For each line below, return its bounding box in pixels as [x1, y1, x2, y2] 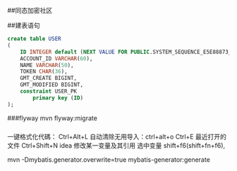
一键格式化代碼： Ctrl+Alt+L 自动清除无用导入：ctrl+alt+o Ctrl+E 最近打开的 [7, 132, 227, 141]
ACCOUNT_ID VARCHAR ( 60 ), [20, 55, 93, 62]
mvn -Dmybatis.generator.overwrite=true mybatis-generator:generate [7, 155, 210, 164]
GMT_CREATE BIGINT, [20, 75, 78, 82]
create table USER [7, 35, 61, 42]
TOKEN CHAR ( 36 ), [20, 68, 68, 76]
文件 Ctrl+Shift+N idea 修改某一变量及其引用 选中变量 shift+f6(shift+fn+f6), [7, 141, 226, 150]
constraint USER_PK [20, 88, 78, 95]
